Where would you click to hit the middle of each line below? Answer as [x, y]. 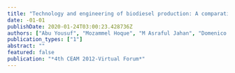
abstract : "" [26, 46]
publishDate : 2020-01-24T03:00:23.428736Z [70, 26]
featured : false [31, 53]
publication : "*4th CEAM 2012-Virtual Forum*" [76, 59]
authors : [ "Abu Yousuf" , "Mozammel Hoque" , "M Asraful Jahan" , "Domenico [117, 33]
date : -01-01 [26, 20]
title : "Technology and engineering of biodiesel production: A [103, 14]
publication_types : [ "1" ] [45, 40]
